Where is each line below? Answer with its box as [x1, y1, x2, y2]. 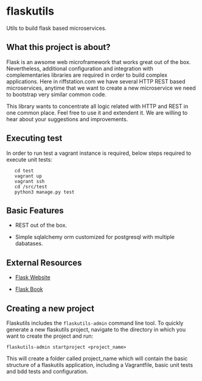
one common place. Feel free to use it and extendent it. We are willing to [6, 109, 188, 116]
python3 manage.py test [14, 189, 75, 195]
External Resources [6, 257, 82, 268]
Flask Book [15, 285, 43, 293]
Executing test [6, 133, 63, 144]
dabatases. [15, 240, 44, 247]
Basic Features [6, 205, 64, 216]
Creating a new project [6, 303, 94, 313]
